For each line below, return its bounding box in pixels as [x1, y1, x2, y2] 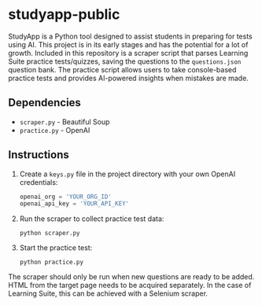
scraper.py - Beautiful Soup [19, 116, 110, 127]
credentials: [19, 177, 58, 186]
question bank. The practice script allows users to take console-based [8, 65, 237, 74]
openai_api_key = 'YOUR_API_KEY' [19, 200, 130, 208]
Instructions [8, 148, 69, 162]
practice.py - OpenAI [19, 125, 90, 135]
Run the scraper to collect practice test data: [19, 214, 164, 223]
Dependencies [8, 96, 81, 109]
